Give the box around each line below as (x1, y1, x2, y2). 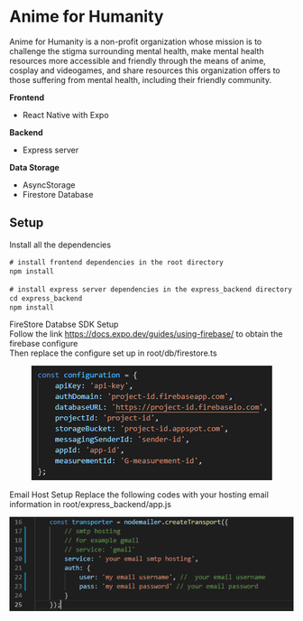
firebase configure (9, 338, 78, 348)
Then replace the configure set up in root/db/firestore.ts (9, 348, 218, 358)
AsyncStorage (22, 179, 76, 190)
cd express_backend (9, 293, 83, 303)
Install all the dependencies (9, 239, 111, 250)
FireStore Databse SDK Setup (9, 319, 119, 329)
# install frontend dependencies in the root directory (9, 257, 224, 267)
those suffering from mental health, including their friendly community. (9, 74, 272, 85)
